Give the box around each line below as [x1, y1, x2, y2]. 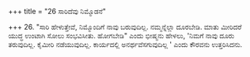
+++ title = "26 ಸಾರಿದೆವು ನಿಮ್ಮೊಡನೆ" [8, 7, 107, 16]
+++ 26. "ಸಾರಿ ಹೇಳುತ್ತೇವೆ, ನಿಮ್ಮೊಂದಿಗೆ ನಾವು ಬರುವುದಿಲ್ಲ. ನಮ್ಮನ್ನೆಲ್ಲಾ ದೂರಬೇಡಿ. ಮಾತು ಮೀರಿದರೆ [8, 23, 242, 31]
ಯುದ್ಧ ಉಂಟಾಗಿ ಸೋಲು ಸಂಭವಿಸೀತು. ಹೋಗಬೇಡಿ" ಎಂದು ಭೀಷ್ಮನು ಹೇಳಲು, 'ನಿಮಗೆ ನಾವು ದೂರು [8, 31, 235, 40]
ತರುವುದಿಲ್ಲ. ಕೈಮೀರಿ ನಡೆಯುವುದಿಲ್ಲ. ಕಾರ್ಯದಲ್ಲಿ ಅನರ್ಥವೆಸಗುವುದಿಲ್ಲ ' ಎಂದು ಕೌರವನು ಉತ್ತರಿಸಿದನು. [8, 40, 243, 49]
